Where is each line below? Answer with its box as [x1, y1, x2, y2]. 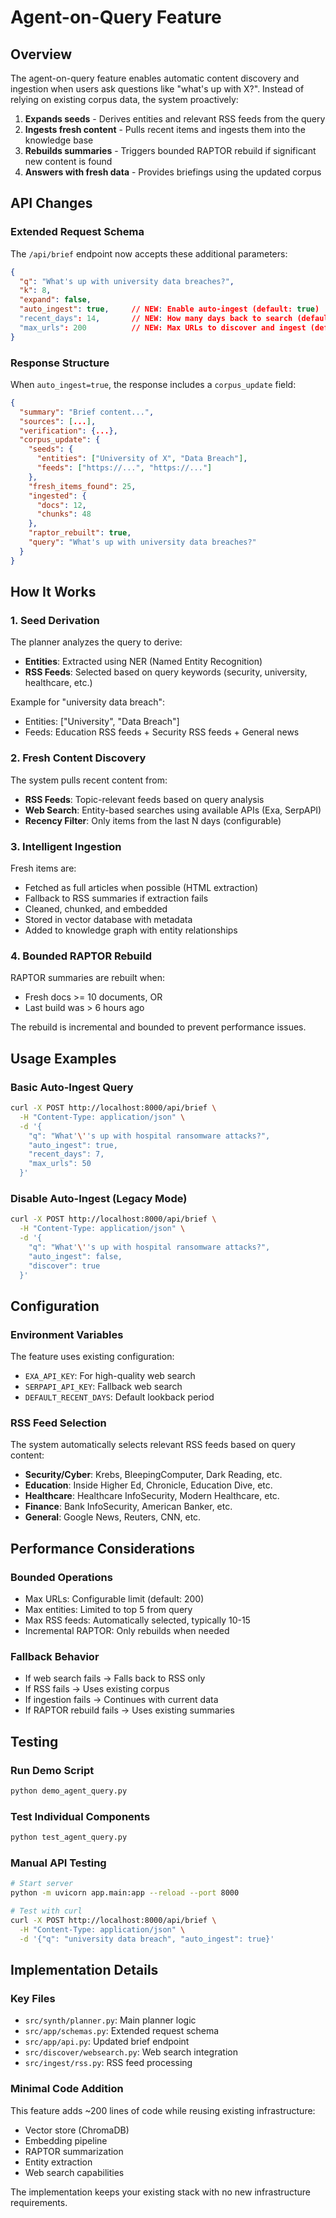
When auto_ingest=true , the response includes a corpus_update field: [10, 378, 297, 390]
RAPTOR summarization [24, 2145, 124, 2157]
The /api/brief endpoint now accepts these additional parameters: [10, 247, 288, 260]
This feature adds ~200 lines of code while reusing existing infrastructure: [10, 2104, 316, 2116]
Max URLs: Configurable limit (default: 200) [24, 1593, 205, 1605]
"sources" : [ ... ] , [19, 416, 97, 426]
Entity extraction [24, 2156, 93, 2168]
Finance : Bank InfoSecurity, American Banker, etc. [24, 1501, 233, 1513]
